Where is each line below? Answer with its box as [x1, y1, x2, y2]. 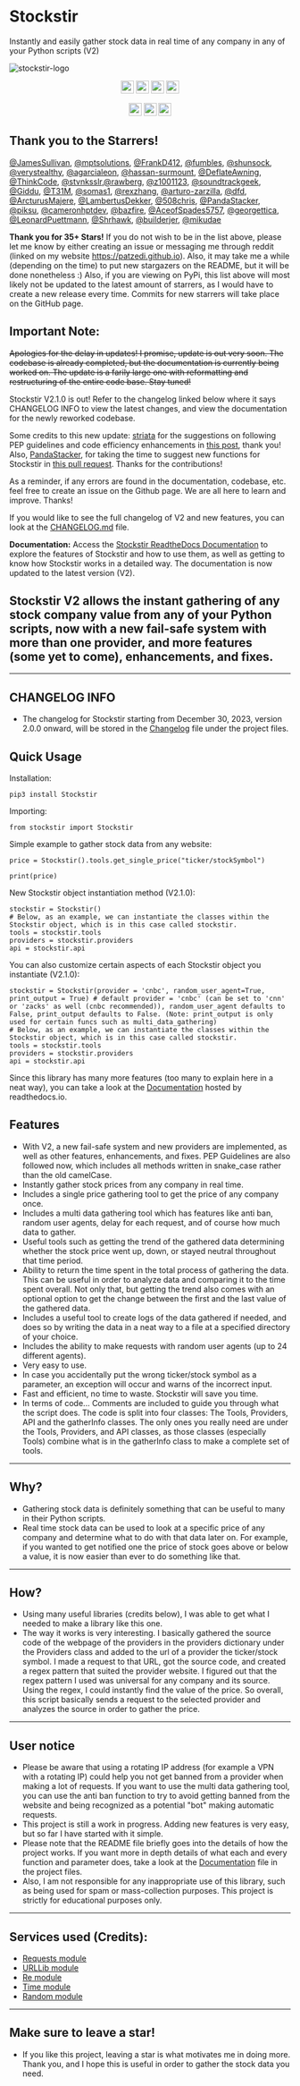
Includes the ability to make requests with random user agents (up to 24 [21, 1340, 287, 1352]
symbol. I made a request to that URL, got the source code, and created [21, 1657, 287, 1667]
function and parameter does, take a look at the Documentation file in [21, 1857, 279, 1868]
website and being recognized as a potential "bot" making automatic [21, 1800, 275, 1810]
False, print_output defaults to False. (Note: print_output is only [9, 1010, 274, 1019]
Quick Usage [9, 749, 82, 764]
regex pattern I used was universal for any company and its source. [21, 1675, 271, 1686]
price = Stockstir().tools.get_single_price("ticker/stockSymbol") [9, 856, 266, 865]
